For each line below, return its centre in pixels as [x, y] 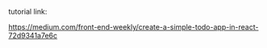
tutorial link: [28, 12]
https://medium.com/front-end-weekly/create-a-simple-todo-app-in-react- [133, 27]
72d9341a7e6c [33, 36]
